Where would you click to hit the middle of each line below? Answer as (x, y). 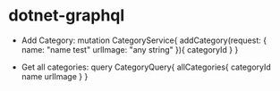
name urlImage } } (55, 76)
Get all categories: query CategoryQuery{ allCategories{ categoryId (146, 67)
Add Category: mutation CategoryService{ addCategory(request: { (144, 40)
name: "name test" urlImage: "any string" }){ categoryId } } (130, 49)
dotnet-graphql (67, 16)
